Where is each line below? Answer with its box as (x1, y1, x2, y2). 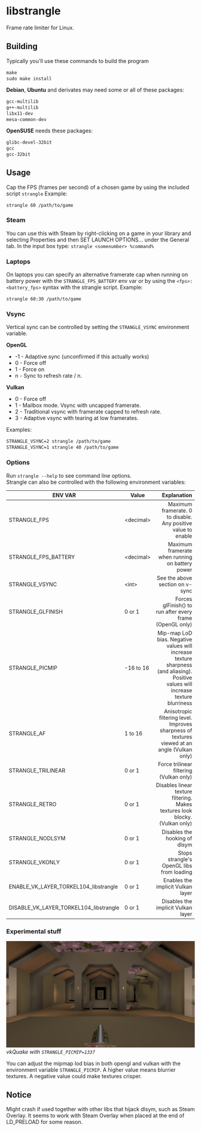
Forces (175, 595, 193, 603)
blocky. (174, 813, 193, 821)
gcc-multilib (6, 98, 39, 104)
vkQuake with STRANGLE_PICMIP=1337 (6, 1048, 96, 1055)
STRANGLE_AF (8, 730, 46, 737)
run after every (156, 608, 193, 616)
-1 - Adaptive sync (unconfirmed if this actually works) (14, 353, 150, 360)
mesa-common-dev (6, 116, 47, 122)
